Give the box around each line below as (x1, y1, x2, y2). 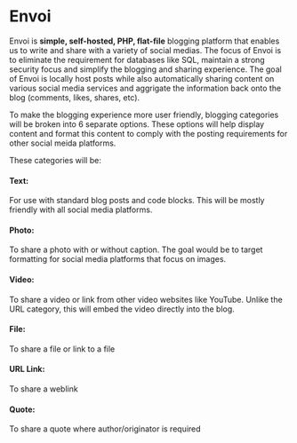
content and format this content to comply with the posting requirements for (9, 128, 288, 138)
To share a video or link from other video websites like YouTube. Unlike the (9, 294, 283, 305)
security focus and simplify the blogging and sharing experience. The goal (9, 64, 282, 75)
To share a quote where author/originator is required (9, 423, 202, 434)
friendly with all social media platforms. (9, 204, 153, 215)
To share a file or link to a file (9, 344, 116, 354)
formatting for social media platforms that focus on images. (9, 254, 227, 265)
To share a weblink (9, 384, 78, 394)
